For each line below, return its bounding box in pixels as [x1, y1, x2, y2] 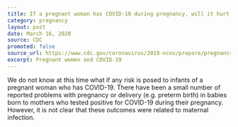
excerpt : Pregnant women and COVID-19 [7, 56, 122, 64]
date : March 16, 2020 [7, 30, 72, 37]
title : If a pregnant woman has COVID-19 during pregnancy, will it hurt [7, 10, 230, 18]
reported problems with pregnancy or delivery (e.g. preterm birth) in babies [7, 90, 227, 99]
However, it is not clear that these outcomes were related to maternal [7, 105, 209, 114]
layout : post [7, 23, 46, 30]
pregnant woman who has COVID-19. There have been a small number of [7, 83, 221, 92]
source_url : [7, 50, 42, 57]
